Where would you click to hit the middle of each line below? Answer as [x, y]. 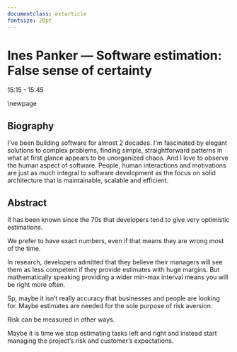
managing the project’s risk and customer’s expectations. [91, 341]
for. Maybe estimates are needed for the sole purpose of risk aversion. [110, 306]
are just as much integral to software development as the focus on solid [111, 173]
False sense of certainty [80, 70]
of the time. [24, 249]
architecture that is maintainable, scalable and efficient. [88, 180]
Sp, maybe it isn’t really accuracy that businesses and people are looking [114, 298]
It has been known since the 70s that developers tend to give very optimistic [118, 220]
